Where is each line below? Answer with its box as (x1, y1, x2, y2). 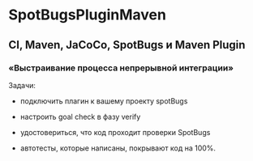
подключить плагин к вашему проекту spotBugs (19, 95, 188, 106)
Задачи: (8, 80, 36, 90)
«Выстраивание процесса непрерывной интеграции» (8, 62, 234, 74)
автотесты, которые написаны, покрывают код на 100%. (19, 143, 217, 153)
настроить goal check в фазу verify (19, 112, 141, 121)
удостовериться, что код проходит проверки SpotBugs (19, 127, 211, 137)
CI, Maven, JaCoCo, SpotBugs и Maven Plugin (8, 38, 246, 52)
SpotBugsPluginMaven (8, 6, 166, 24)
